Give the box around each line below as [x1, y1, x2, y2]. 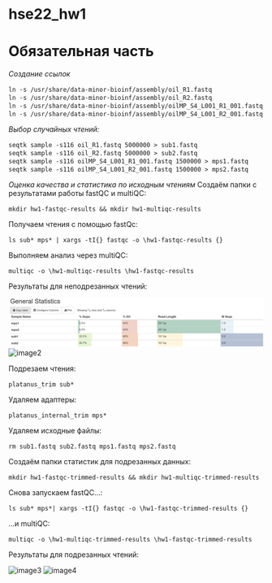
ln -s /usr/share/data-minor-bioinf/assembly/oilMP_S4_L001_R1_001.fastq [8, 102, 264, 111]
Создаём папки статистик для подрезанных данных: [8, 456, 192, 466]
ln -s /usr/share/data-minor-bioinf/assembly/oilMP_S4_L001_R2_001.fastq [8, 111, 264, 119]
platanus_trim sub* [8, 380, 75, 389]
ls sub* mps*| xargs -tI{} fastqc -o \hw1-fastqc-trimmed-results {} [8, 504, 249, 512]
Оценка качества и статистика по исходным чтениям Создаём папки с [8, 180, 257, 189]
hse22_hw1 [8, 5, 87, 24]
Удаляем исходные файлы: [8, 425, 102, 435]
